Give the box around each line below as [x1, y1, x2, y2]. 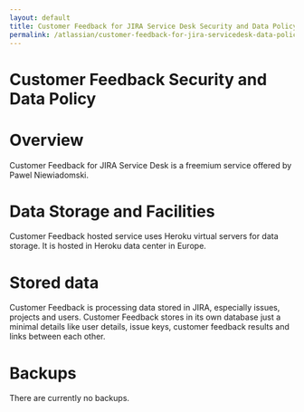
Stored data [9, 273, 100, 292]
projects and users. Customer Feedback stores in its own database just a [9, 311, 281, 322]
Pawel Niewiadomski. [9, 169, 89, 180]
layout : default [9, 13, 71, 23]
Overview [9, 129, 84, 150]
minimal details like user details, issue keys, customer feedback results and [9, 321, 290, 332]
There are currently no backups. [9, 393, 129, 404]
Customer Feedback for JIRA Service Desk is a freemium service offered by [9, 159, 292, 170]
